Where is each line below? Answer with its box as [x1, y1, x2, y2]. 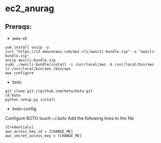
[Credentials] [5, 125, 34, 130]
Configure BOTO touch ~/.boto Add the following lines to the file [5, 116, 134, 121]
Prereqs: [5, 23, 32, 31]
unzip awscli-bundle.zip [5, 58, 56, 63]
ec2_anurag [5, 3, 55, 14]
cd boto [5, 93, 21, 98]
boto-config [12, 106, 37, 112]
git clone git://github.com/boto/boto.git [5, 89, 93, 94]
